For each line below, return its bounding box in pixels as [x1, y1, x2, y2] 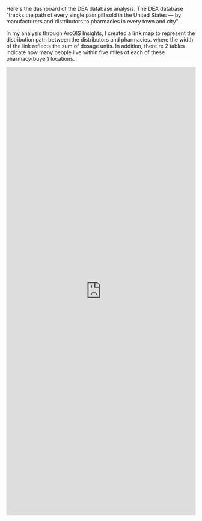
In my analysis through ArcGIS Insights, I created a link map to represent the [6, 30, 195, 37]
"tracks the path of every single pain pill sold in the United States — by [6, 11, 182, 19]
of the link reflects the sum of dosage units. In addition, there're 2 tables [6, 42, 185, 49]
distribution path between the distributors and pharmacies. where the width [6, 36, 194, 43]
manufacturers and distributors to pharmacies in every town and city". [6, 18, 180, 25]
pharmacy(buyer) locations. [6, 55, 75, 62]
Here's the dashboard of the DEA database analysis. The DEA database [6, 5, 183, 12]
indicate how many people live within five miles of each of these [6, 49, 165, 56]
